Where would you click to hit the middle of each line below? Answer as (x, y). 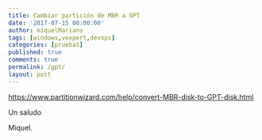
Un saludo (25, 112)
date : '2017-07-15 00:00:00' (56, 23)
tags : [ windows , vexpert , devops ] (62, 38)
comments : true (33, 60)
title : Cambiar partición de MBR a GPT (74, 15)
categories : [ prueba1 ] (46, 45)
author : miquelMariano (46, 30)
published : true (35, 52)
